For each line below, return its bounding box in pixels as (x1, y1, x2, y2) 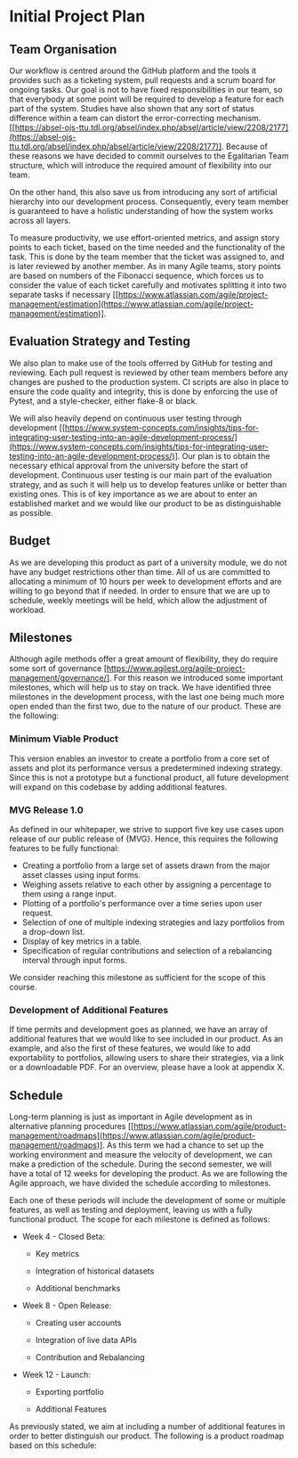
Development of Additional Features (9, 1003, 169, 1016)
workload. (9, 604, 46, 615)
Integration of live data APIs (35, 1335, 138, 1346)
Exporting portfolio (35, 1387, 104, 1397)
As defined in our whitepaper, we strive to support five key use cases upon (9, 824, 285, 835)
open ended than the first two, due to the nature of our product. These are (9, 701, 282, 712)
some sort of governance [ (9, 663, 108, 674)
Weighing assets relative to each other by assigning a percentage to (21, 880, 272, 890)
